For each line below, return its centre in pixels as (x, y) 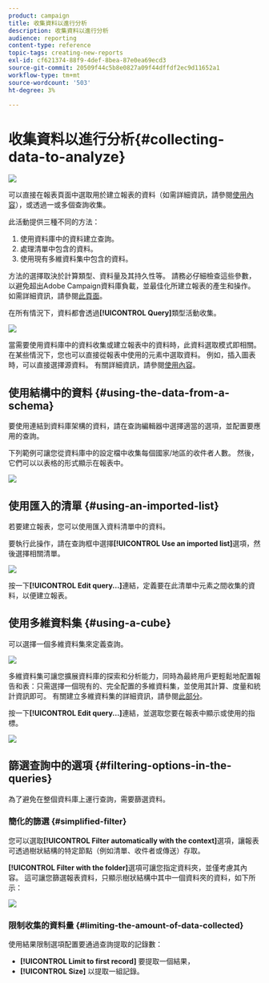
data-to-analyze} (67, 156)
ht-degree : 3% (32, 90)
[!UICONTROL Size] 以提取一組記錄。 (82, 971)
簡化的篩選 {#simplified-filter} (68, 821)
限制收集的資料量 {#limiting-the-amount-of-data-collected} (126, 925)
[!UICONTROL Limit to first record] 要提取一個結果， (107, 961)
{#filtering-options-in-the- (163, 766)
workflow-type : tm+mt (44, 75)
